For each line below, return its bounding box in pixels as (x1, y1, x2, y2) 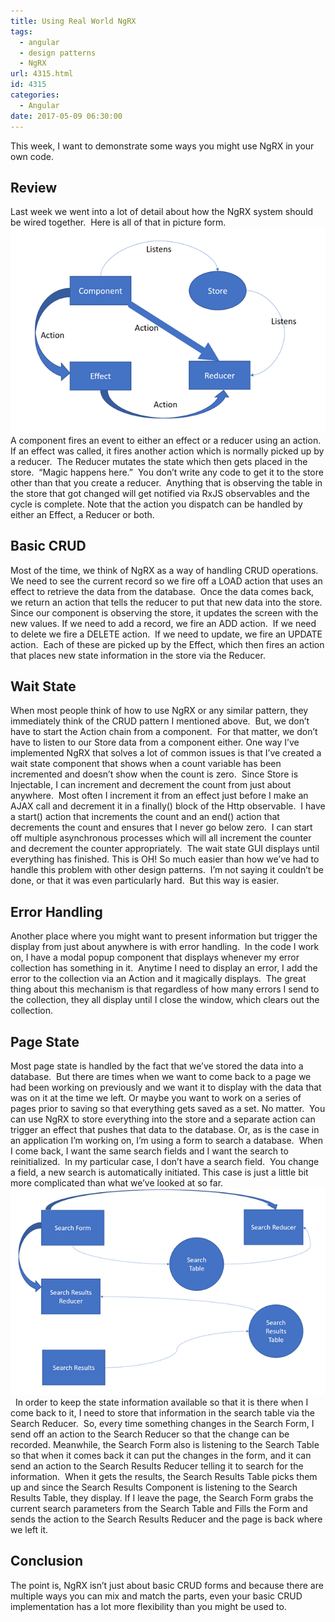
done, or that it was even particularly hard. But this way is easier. (10, 875, 280, 887)
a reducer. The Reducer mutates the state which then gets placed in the (10, 455, 308, 467)
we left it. (10, 1523, 49, 1535)
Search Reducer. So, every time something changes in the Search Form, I (10, 1417, 315, 1429)
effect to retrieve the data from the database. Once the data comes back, (10, 585, 315, 597)
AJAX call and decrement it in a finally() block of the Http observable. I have (10, 800, 326, 812)
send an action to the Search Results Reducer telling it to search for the (10, 1460, 304, 1472)
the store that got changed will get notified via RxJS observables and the (10, 487, 310, 499)
